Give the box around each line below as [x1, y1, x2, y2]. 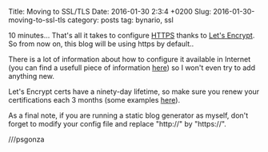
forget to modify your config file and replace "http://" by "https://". [8, 119, 226, 128]
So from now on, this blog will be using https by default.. [8, 39, 194, 49]
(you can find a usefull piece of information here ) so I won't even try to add [8, 63, 256, 72]
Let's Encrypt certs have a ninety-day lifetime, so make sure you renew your [8, 87, 260, 96]
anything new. [8, 72, 54, 80]
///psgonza [8, 134, 45, 144]
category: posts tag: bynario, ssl [67, 15, 174, 25]
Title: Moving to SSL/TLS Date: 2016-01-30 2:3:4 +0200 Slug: [8, 7, 212, 16]
